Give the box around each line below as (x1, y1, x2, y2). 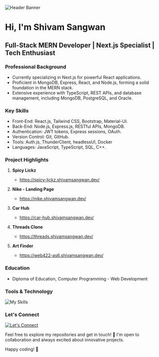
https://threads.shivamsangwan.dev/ (19, 234, 94, 239)
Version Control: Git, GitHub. (12, 134, 69, 140)
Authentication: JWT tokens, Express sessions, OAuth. (12, 129, 122, 135)
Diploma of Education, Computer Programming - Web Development (12, 276, 148, 281)
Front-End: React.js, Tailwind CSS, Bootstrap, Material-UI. (12, 119, 128, 124)
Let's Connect (5, 311, 40, 318)
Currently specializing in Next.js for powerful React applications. (12, 74, 141, 80)
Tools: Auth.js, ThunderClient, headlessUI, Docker (12, 139, 113, 145)
